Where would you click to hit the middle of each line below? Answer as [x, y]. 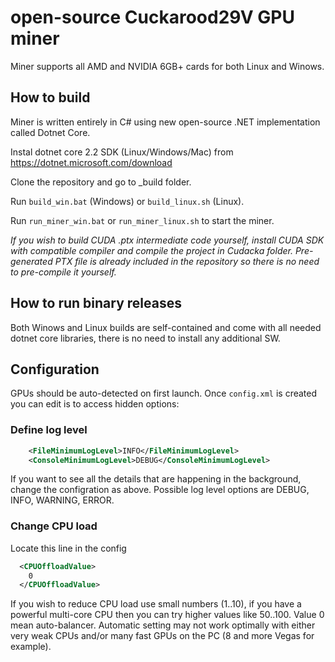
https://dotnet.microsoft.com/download [91, 162]
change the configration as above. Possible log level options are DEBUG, [160, 490]
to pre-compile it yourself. [63, 272]
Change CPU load [54, 526]
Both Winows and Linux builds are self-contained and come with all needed [166, 327]
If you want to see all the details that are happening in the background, [156, 479]
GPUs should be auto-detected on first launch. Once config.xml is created [164, 393]
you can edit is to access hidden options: [95, 404]
